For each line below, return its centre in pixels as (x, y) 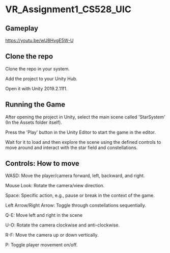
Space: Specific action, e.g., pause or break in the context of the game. (80, 195)
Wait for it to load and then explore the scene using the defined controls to (83, 142)
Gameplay (22, 28)
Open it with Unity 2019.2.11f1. (36, 88)
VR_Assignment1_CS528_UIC (68, 9)
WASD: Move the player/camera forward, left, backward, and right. (75, 176)
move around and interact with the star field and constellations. (72, 147)
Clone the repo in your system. (38, 69)
